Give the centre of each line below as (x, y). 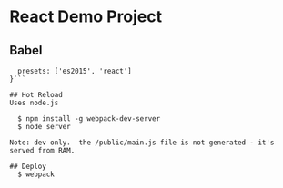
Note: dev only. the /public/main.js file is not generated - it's (142, 143)
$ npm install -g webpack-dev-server (89, 119)
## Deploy (28, 166)
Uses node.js (34, 103)
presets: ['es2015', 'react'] (75, 71)
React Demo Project (86, 17)
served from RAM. (42, 151)
